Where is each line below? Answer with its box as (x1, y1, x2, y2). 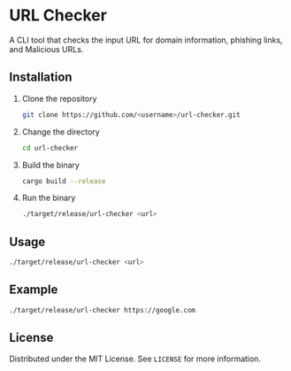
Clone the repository (21, 93, 97, 104)
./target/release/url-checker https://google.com (9, 305, 196, 314)
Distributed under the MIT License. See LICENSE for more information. (9, 353, 261, 364)
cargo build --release (21, 176, 106, 186)
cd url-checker (21, 143, 79, 152)
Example (9, 282, 58, 298)
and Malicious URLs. (9, 43, 84, 54)
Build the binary (21, 159, 80, 170)
